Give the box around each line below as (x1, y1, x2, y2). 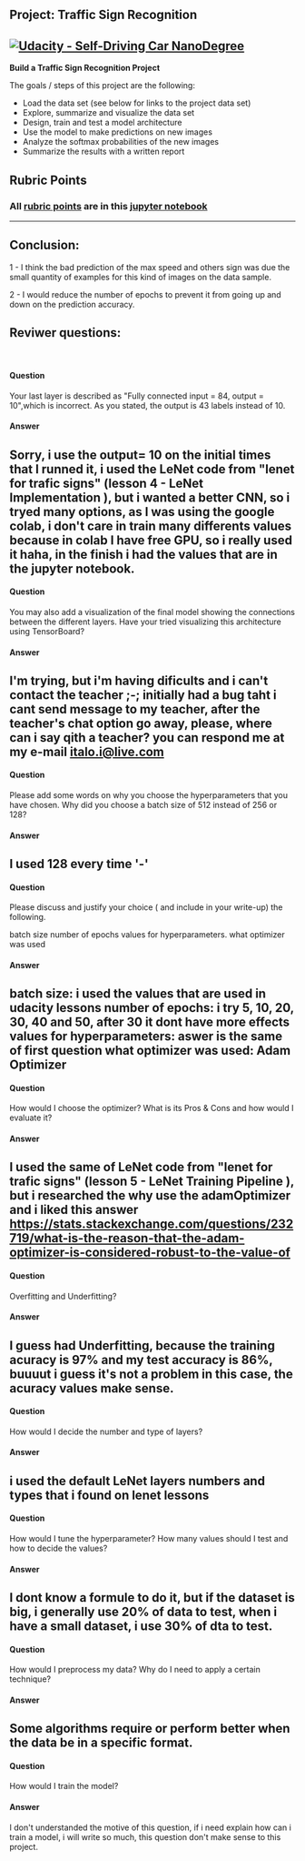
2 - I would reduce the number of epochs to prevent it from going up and (9, 288, 281, 299)
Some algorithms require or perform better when (9, 1721, 290, 1736)
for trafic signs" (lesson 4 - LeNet (9, 475, 204, 491)
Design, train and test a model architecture (22, 117, 182, 128)
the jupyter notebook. (9, 561, 135, 576)
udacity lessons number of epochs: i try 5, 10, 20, (9, 1000, 295, 1016)
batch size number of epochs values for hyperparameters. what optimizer (9, 929, 286, 940)
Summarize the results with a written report (22, 146, 185, 157)
